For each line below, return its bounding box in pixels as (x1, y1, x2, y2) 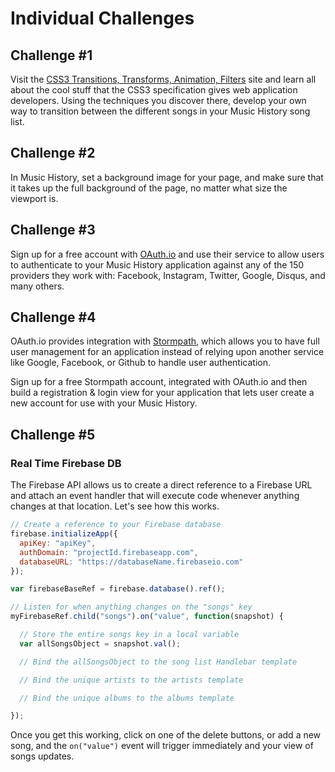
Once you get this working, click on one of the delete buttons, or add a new (10, 729, 322, 741)
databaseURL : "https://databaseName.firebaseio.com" (19, 557, 244, 567)
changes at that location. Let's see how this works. (10, 500, 220, 512)
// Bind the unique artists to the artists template (19, 675, 244, 685)
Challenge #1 (10, 47, 93, 64)
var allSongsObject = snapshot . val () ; (19, 638, 182, 649)
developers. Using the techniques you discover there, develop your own (10, 95, 307, 106)
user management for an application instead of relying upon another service (10, 346, 325, 358)
